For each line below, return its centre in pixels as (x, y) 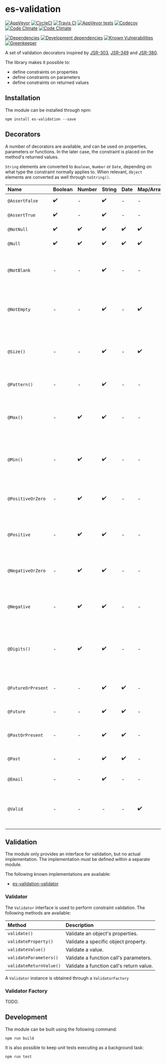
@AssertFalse (23, 201)
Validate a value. (84, 949)
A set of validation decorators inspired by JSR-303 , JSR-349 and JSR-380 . (82, 53)
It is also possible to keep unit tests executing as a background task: (75, 1047)
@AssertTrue (22, 215)
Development (26, 1017)
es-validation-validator (35, 884)
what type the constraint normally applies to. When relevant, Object (74, 172)
